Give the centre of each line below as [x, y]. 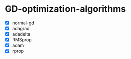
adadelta [21, 34]
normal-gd [23, 23]
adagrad [21, 29]
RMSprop [22, 40]
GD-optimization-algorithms [65, 9]
